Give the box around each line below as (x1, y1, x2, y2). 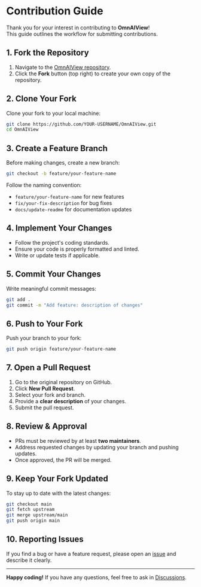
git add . (6, 296, 31, 303)
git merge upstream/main (6, 512, 68, 518)
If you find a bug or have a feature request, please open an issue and (6, 550, 176, 557)
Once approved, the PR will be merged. (14, 456, 112, 463)
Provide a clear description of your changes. (14, 397, 127, 404)
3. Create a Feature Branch (6, 143, 108, 153)
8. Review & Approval (6, 421, 87, 431)
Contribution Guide (6, 4, 103, 18)
